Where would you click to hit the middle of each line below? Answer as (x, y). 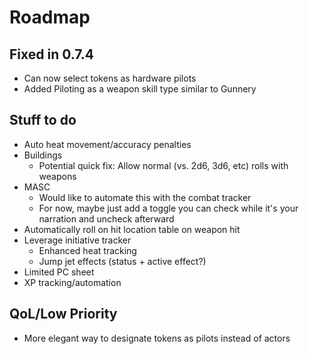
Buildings (43, 155)
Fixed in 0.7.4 (52, 54)
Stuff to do (43, 120)
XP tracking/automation (72, 282)
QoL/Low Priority (63, 314)
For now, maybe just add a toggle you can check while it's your (168, 208)
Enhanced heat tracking (87, 250)
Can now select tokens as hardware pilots (110, 78)
